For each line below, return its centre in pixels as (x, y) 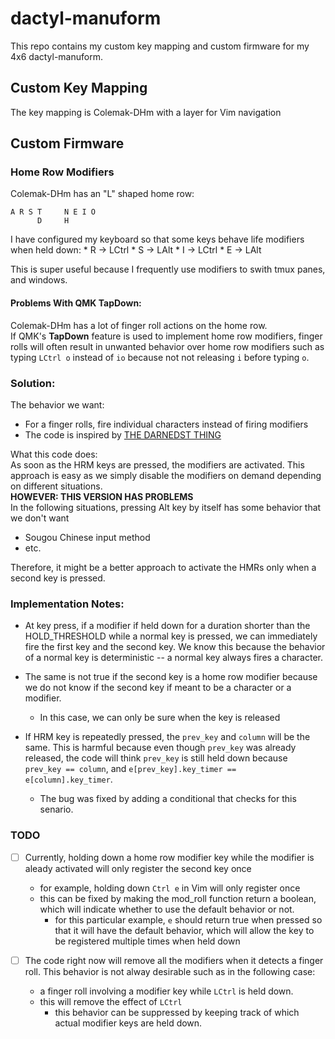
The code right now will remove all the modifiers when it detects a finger (174, 960)
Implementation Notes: (67, 604)
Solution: (33, 383)
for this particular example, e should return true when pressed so (188, 919)
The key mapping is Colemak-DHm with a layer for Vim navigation (146, 112)
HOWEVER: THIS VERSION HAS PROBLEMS (102, 496)
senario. (56, 809)
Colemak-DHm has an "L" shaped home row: (102, 194)
